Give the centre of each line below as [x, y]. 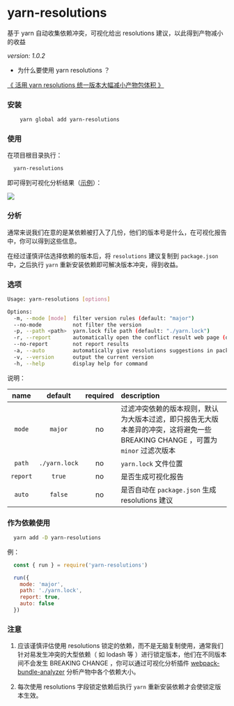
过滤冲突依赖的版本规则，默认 [170, 408]
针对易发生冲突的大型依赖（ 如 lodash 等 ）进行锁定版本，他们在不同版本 [122, 654]
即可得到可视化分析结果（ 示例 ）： [55, 183]
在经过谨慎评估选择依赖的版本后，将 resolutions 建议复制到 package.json [113, 255]
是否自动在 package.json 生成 [169, 490]
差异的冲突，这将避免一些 [170, 429]
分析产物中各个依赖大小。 [103, 672]
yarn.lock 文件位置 [152, 463]
